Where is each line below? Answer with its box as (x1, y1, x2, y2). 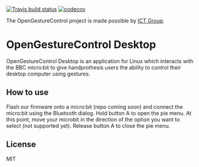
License (6, 140, 36, 150)
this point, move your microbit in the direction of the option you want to (6, 116, 180, 123)
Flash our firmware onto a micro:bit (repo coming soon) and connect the (6, 103, 183, 110)
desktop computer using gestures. (6, 70, 90, 77)
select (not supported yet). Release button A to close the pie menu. (6, 122, 170, 129)
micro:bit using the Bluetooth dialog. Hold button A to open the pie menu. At (6, 109, 192, 116)
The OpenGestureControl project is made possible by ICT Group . (6, 17, 165, 24)
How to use (6, 87, 49, 97)
